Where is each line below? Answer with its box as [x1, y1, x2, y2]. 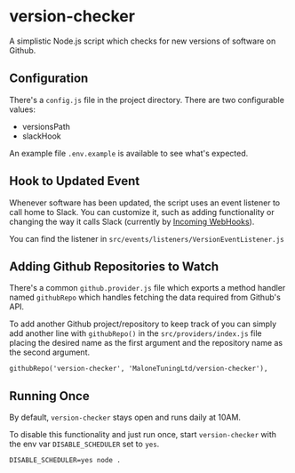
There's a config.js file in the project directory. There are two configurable [9, 94, 284, 105]
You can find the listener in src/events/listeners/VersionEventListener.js [9, 233, 284, 244]
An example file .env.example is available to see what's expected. [9, 148, 249, 158]
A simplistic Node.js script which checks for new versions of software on [9, 36, 276, 46]
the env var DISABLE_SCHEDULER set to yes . [9, 438, 160, 450]
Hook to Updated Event [9, 173, 140, 188]
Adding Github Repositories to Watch [9, 259, 219, 274]
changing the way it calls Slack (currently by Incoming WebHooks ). [9, 216, 255, 227]
